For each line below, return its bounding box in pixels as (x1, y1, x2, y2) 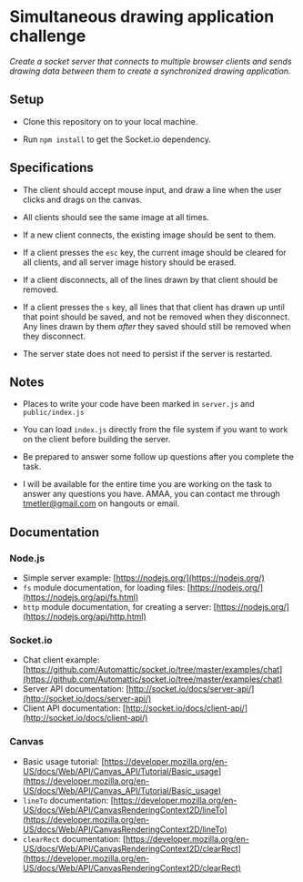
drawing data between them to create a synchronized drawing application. (9, 66, 291, 76)
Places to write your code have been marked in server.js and (22, 399, 255, 410)
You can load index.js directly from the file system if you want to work (22, 424, 288, 435)
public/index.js (22, 408, 85, 418)
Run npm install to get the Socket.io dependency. (22, 134, 211, 145)
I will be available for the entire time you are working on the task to (22, 479, 273, 490)
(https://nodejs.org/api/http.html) (22, 612, 147, 623)
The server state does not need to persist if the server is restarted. (22, 348, 273, 359)
